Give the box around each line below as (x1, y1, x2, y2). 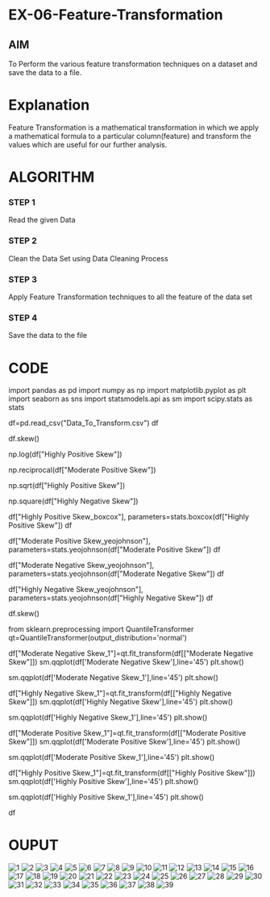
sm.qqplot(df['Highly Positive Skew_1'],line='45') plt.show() (8, 792, 204, 802)
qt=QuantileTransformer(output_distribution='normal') (8, 633, 188, 643)
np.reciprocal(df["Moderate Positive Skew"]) (8, 465, 156, 475)
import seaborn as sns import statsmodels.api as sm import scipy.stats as (8, 394, 253, 404)
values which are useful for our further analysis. (8, 140, 168, 149)
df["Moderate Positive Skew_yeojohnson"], (8, 536, 151, 546)
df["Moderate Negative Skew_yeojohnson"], (8, 561, 155, 570)
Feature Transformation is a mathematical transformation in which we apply (8, 123, 260, 132)
